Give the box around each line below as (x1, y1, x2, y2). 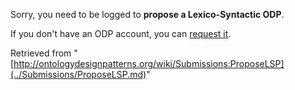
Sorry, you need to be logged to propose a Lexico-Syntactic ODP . (10, 9, 285, 20)
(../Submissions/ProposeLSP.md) (10, 69, 147, 80)
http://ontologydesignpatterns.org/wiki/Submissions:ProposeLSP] (13, 58, 285, 69)
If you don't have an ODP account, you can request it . (10, 28, 232, 39)
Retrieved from (10, 47, 72, 59)
